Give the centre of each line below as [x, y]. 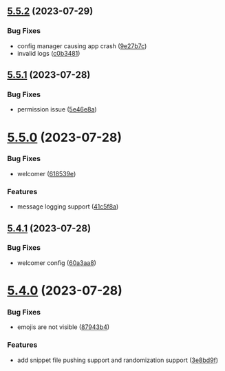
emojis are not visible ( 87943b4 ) [63, 327]
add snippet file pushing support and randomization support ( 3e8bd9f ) [118, 360]
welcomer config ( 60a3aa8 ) [56, 263]
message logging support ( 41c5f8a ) [68, 206]
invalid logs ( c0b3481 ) [49, 53]
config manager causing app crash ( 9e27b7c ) [82, 46]
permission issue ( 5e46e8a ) [57, 109]
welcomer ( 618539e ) [46, 173]
